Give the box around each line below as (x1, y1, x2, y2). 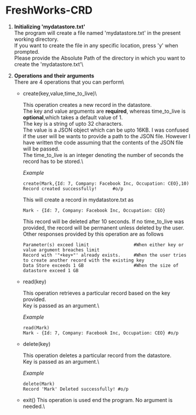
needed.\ (22, 403, 45, 410)
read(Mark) (22, 325, 50, 331)
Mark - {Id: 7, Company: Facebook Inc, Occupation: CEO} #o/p (22, 330, 179, 336)
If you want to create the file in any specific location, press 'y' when (14, 42, 179, 49)
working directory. (14, 35, 59, 43)
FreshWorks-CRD (5, 4, 92, 17)
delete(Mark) (22, 381, 55, 387)
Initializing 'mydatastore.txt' (14, 23, 86, 30)
